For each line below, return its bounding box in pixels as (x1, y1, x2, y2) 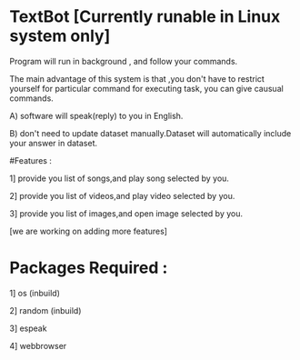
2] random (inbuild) (9, 305, 82, 315)
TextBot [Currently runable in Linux (9, 6, 281, 27)
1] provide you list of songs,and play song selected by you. (9, 173, 230, 184)
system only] (9, 25, 111, 46)
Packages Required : (9, 257, 168, 278)
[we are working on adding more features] (9, 225, 168, 236)
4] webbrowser (9, 340, 67, 351)
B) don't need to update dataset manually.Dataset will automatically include (9, 127, 292, 138)
